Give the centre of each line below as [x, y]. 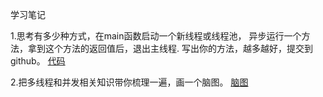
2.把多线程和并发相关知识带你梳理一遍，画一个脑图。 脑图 [129, 82]
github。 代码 [38, 61]
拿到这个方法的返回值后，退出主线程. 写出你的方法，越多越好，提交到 [170, 48]
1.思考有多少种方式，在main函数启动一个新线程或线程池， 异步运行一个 [156, 36]
